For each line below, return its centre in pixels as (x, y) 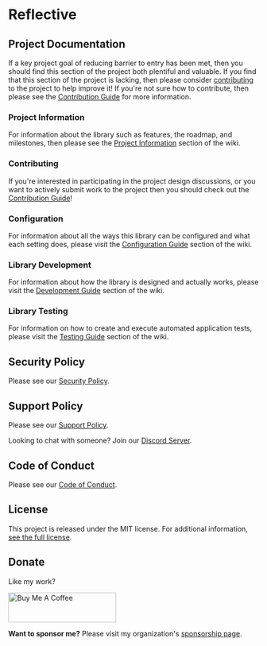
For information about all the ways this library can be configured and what (129, 235)
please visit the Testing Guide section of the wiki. (89, 337)
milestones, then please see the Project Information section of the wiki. (124, 143)
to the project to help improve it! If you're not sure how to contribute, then (128, 88)
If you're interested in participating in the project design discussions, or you (132, 181)
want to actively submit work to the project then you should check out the (129, 189)
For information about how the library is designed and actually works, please (133, 282)
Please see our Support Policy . (58, 425)
